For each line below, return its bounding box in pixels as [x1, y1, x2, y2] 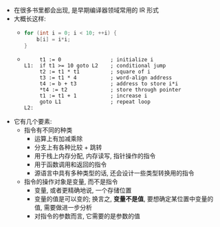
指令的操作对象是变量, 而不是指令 [23, 177, 118, 186]
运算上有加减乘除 [34, 134, 83, 142]
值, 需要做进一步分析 [34, 203, 93, 211]
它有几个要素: [13, 117, 52, 125]
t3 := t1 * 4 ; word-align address [39, 74, 173, 81]
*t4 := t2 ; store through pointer [39, 86, 181, 93]
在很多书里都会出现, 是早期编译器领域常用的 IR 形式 [13, 6, 159, 14]
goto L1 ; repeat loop [39, 98, 151, 105]
